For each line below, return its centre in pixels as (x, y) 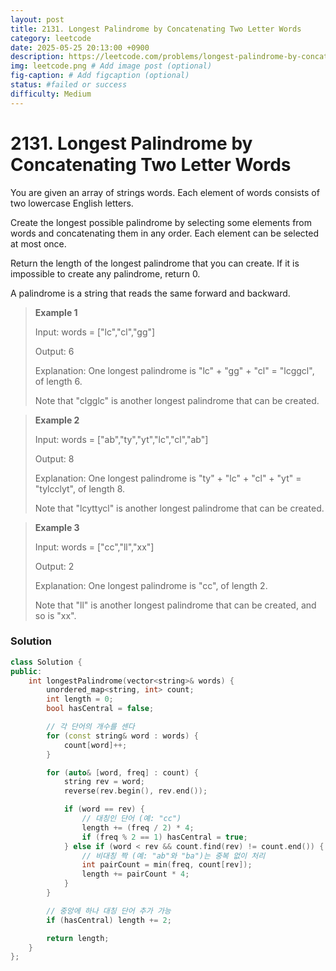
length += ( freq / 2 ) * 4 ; (138, 827)
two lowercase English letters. (72, 203)
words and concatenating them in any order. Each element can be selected (165, 233)
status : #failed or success (69, 85)
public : (26, 671)
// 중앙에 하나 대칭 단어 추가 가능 (109, 911)
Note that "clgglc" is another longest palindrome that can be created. (177, 400)
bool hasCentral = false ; (100, 709)
